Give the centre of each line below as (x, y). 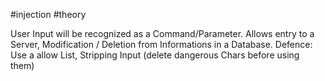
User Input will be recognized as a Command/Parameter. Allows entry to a (162, 33)
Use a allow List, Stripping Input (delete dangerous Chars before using (155, 55)
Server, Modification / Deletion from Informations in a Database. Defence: (161, 44)
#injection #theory (48, 14)
